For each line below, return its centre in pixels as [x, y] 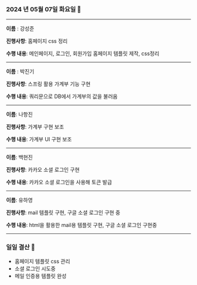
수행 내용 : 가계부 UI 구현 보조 [39, 140]
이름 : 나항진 [20, 114]
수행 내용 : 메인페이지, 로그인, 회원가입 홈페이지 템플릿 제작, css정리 [83, 53]
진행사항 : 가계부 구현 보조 [35, 127]
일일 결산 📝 [21, 247]
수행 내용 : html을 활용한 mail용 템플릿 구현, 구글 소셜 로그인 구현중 [81, 225]
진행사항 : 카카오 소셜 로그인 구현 [43, 170]
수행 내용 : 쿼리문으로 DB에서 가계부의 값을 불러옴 [62, 96]
